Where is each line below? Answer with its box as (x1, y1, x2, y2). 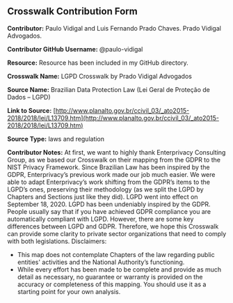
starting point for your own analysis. (17, 287, 121, 295)
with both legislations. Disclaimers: (7, 237, 107, 245)
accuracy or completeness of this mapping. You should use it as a (17, 280, 207, 288)
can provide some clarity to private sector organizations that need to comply (7, 229, 227, 238)
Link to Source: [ (7, 106, 56, 114)
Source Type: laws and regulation (7, 134, 105, 143)
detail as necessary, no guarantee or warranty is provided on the (17, 272, 203, 281)
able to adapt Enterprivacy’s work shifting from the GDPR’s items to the (7, 178, 211, 186)
